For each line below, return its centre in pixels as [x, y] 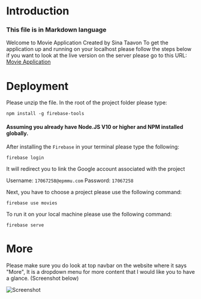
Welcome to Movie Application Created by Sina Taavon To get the [87, 43]
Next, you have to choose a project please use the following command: [94, 192]
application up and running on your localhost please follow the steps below [99, 49]
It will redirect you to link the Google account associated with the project [96, 168]
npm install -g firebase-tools [45, 114]
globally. [17, 134]
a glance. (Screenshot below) [43, 278]
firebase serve [25, 225]
